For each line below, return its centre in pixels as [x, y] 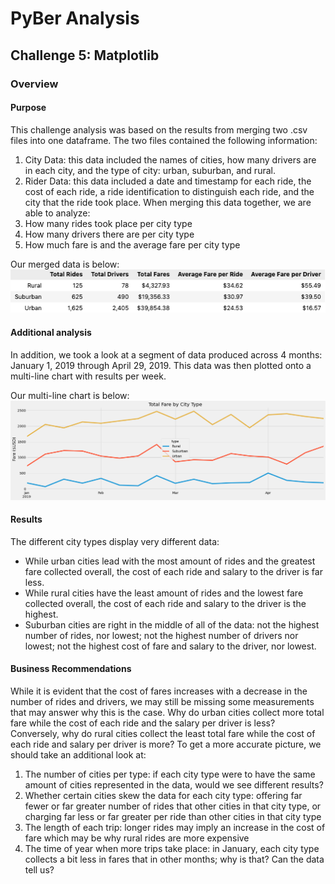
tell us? [39, 870]
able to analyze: [57, 213]
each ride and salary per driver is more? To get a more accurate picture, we [166, 744]
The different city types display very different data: [115, 541]
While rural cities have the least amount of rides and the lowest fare [164, 593]
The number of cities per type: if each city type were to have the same [170, 774]
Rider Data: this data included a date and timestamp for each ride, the [168, 181]
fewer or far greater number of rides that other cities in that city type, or [173, 806]
